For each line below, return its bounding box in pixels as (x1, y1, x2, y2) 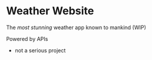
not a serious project (14, 46, 66, 54)
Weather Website (6, 4, 94, 18)
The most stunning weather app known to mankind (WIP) (6, 24, 147, 31)
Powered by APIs (6, 35, 48, 42)
